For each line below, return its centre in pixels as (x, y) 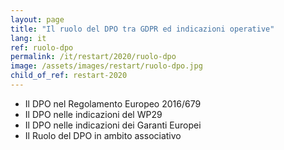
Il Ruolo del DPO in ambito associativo (103, 135)
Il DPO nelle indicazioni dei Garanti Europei (113, 125)
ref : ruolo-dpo (42, 47)
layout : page (37, 19)
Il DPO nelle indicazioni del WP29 (93, 114)
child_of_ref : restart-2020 (69, 76)
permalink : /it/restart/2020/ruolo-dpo (93, 57)
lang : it (28, 38)
